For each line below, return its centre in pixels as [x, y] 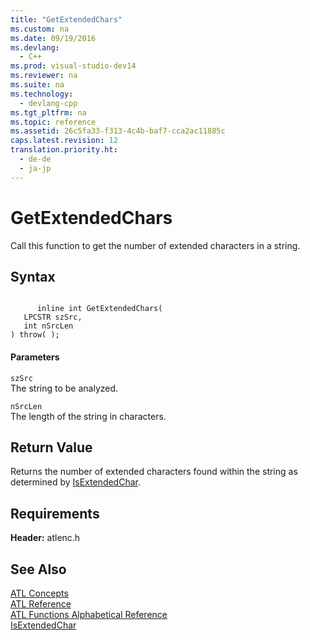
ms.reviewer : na [44, 76]
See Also [38, 569]
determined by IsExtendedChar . [76, 482]
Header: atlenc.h [45, 538]
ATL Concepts [39, 593]
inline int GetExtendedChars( [99, 309]
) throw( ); [35, 335]
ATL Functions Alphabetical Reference [89, 615]
